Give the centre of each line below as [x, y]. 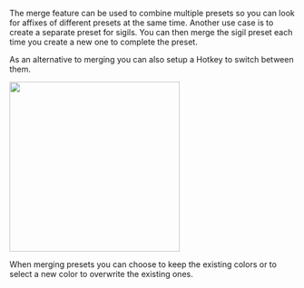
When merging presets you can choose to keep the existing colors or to [143, 264]
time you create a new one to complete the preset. [103, 42]
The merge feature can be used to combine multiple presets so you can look [152, 13]
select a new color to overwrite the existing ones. [101, 274]
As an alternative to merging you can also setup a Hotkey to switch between [152, 59]
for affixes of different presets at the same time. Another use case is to [142, 23]
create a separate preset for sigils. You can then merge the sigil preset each [151, 32]
